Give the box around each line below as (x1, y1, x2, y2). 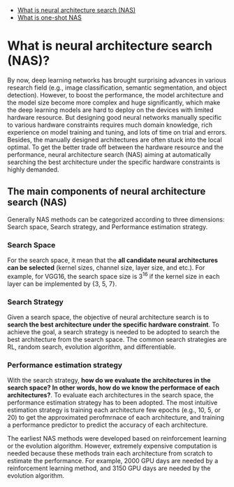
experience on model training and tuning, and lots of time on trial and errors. (7, 128, 227, 136)
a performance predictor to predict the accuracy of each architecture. (7, 420, 208, 430)
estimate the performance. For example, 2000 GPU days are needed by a (7, 457, 219, 465)
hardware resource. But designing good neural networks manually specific (7, 113, 222, 121)
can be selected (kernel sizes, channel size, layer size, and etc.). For (7, 263, 205, 272)
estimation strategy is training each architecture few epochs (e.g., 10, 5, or (7, 406, 221, 414)
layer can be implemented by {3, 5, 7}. (7, 280, 117, 288)
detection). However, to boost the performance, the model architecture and (7, 90, 224, 99)
